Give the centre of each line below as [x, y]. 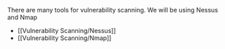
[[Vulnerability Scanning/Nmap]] [64, 38]
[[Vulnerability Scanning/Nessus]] [66, 31]
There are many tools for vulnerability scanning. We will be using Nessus [113, 10]
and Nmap [22, 17]
